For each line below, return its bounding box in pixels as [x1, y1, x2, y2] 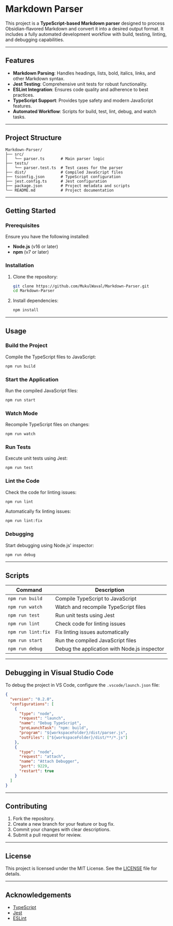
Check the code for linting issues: [5, 489, 77, 495]
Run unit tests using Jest [55, 612, 115, 619]
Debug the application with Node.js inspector [55, 645, 164, 653]
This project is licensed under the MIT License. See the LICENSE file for [5, 865, 158, 871]
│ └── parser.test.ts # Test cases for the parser [5, 165, 124, 170]
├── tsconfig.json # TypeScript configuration [5, 174, 121, 179]
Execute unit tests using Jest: [5, 455, 68, 461]
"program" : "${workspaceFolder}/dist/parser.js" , [19, 730, 128, 736]
